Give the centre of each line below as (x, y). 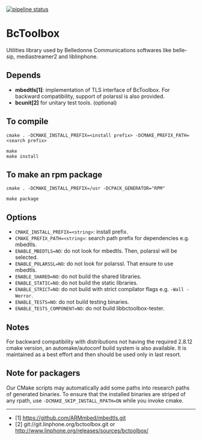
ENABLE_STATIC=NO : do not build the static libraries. (76, 283)
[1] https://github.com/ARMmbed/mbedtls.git (70, 418)
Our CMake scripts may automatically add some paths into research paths (98, 388)
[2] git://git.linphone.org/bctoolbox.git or (65, 424)
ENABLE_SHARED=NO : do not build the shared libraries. (78, 277)
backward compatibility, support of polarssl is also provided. (90, 96)
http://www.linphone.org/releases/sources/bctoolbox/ (82, 430)
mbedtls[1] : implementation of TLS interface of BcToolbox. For (92, 89)
